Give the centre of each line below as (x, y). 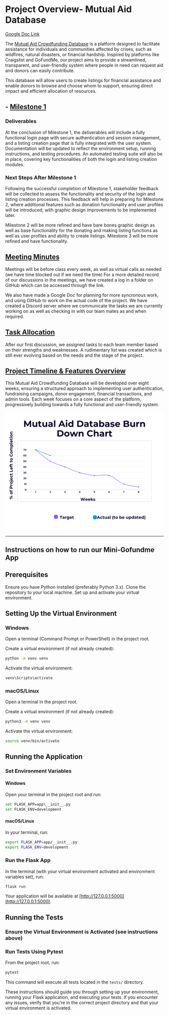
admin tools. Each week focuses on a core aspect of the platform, (73, 399)
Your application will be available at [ (43, 896)
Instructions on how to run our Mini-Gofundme (80, 550)
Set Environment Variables (38, 771)
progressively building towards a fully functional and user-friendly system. (82, 405)
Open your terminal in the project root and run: (53, 794)
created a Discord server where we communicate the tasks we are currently (84, 306)
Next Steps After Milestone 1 (41, 178)
